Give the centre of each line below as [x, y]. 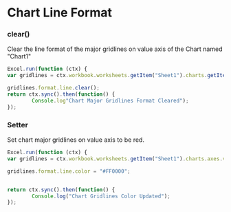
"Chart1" [19, 56]
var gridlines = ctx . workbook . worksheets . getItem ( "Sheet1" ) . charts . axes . [115, 159]
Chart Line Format [59, 13]
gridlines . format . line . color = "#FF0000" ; [69, 171]
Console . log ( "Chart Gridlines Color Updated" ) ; [101, 196]
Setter [18, 125]
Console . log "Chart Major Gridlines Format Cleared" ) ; [110, 100]
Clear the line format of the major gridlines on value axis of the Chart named [115, 49]
